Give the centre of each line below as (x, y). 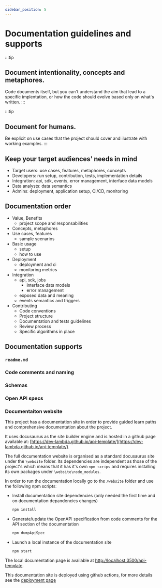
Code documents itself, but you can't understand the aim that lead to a (75, 92)
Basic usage (24, 244)
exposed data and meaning (46, 295)
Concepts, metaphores (35, 228)
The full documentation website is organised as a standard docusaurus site (80, 456)
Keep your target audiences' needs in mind (71, 159)
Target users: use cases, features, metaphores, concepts (69, 171)
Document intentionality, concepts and (65, 73)
